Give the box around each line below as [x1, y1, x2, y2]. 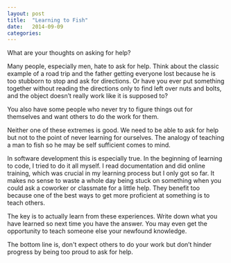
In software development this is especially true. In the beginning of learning [7, 154, 223, 163]
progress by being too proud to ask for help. [7, 248, 133, 256]
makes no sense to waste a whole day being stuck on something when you [7, 177, 222, 185]
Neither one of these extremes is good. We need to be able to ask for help [7, 126, 219, 134]
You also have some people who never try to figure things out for [7, 105, 193, 113]
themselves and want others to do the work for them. [7, 113, 160, 121]
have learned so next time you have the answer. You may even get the [7, 220, 208, 228]
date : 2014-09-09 [7, 23, 64, 30]
